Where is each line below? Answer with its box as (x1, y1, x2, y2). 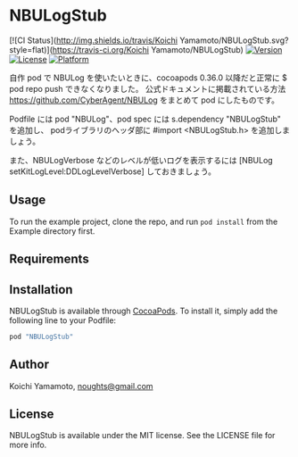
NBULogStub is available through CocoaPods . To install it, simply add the (9, 305, 278, 316)
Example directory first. (9, 225, 95, 237)
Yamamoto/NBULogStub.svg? (179, 35, 289, 46)
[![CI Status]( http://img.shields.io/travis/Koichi (9, 35, 178, 46)
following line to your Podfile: (9, 314, 117, 326)
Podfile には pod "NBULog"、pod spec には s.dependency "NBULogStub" (9, 113, 281, 124)
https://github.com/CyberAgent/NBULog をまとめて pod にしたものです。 (9, 95, 279, 105)
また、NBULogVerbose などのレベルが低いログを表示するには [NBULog (9, 154, 274, 165)
